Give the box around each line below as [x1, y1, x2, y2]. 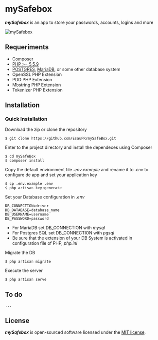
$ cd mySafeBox [5, 154, 36, 159]
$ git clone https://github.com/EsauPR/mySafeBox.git [5, 136, 117, 141]
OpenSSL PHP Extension [12, 72, 62, 77]
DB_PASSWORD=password [5, 216, 49, 221]
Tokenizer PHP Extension [12, 87, 63, 93]
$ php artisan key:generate [5, 186, 62, 191]
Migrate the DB [5, 250, 35, 256]
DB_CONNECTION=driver [5, 203, 49, 209]
